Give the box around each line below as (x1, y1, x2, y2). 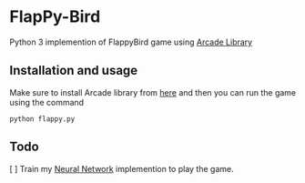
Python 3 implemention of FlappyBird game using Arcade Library (9, 36, 253, 47)
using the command (9, 97, 85, 107)
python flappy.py (9, 114, 76, 124)
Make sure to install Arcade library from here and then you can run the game (9, 86, 297, 97)
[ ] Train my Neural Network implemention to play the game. (9, 163, 234, 174)
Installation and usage (9, 63, 138, 78)
